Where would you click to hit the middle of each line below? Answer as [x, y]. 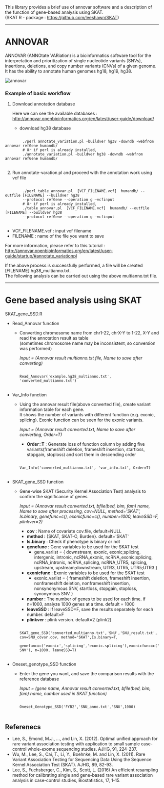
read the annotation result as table [54, 338]
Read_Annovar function [36, 324]
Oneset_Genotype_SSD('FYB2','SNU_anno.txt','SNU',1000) [77, 707]
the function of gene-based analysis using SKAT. [54, 12]
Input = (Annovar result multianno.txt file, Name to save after [81, 358]
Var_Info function [30, 395]
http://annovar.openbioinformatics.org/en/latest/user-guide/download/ [83, 119]
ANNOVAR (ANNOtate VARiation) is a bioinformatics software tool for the [78, 55]
